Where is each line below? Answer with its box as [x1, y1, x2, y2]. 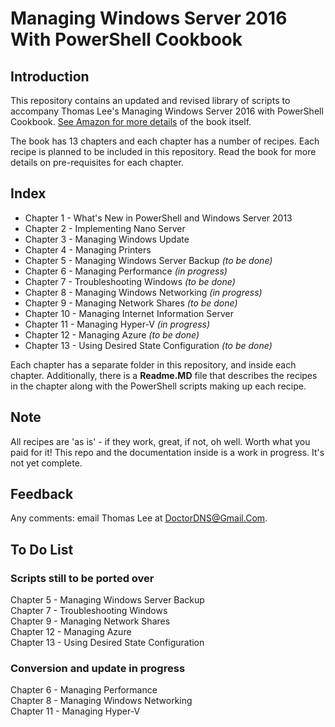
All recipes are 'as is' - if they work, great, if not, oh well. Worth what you [10, 435, 311, 447]
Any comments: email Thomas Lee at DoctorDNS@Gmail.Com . [10, 512, 268, 524]
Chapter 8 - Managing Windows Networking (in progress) [24, 286, 263, 298]
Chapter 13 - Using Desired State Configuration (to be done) [24, 339, 273, 351]
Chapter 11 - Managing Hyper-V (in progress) [24, 318, 211, 330]
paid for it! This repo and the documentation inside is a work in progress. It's [10, 446, 325, 458]
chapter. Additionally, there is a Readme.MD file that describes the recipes [10, 369, 318, 381]
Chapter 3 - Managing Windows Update [24, 233, 190, 245]
